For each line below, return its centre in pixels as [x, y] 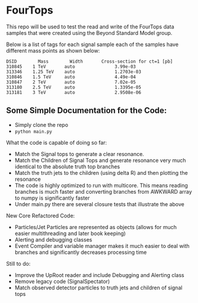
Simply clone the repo [41, 125]
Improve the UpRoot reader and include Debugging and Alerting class [99, 275]
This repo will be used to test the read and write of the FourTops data [90, 27]
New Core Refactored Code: [40, 216]
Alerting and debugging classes [53, 239]
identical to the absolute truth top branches [67, 167]
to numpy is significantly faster [52, 198]
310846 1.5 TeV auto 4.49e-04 [71, 77]
